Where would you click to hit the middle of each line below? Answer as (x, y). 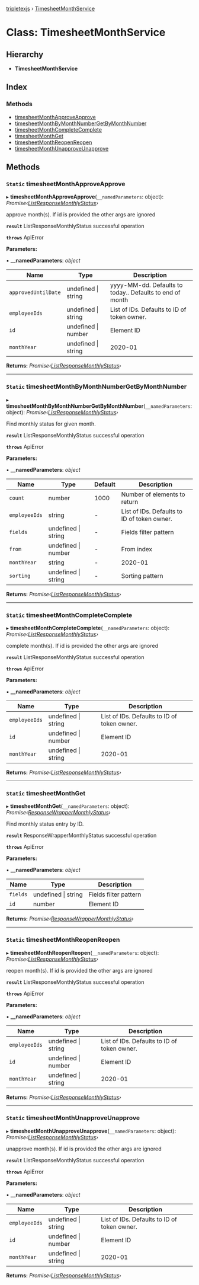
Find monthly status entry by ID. (45, 824)
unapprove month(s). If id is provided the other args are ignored (84, 1149)
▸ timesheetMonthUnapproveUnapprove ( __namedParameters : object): (91, 1131)
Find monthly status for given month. (51, 424)
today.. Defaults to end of (145, 293)
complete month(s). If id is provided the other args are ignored (82, 645)
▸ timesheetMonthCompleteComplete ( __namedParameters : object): (88, 628)
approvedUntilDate (35, 293)
